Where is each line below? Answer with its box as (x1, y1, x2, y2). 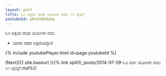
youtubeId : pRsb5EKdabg (5, 16, 55, 21)
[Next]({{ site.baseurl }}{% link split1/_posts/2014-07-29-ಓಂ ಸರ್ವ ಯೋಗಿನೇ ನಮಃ (5, 60, 161, 66)
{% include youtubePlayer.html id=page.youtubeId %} (5, 50, 117, 56)
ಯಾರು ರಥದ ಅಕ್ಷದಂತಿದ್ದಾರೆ (12, 40, 53, 46)
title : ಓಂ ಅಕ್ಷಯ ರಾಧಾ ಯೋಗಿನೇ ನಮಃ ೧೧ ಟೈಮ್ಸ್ (5, 12, 85, 17)
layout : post (5, 7, 33, 12)
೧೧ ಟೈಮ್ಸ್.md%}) (5, 65, 37, 71)
